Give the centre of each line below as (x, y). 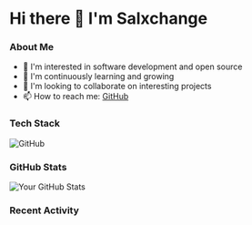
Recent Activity (45, 210)
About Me (32, 47)
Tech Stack (35, 124)
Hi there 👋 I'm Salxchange (108, 19)
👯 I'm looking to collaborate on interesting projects (117, 87)
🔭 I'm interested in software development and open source (132, 66)
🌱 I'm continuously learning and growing (98, 77)
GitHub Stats (38, 167)
